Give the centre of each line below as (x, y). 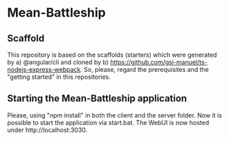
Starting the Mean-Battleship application (97, 98)
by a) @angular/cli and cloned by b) (58, 62)
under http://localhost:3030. (47, 130)
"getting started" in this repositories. (59, 77)
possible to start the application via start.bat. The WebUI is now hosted (108, 122)
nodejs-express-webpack (44, 69)
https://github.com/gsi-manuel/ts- (159, 62)
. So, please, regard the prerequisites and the (145, 69)
